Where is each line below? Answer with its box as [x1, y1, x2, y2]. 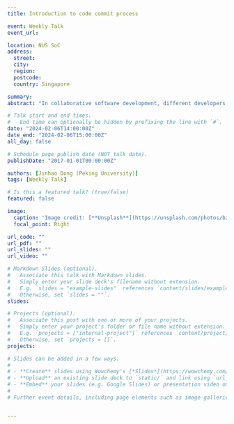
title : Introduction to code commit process [7, 10, 139, 17]
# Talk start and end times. [7, 112, 92, 119]
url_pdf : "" [7, 240, 42, 247]
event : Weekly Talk [7, 22, 64, 30]
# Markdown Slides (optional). [7, 265, 98, 272]
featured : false [7, 196, 54, 203]
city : [13, 61, 30, 68]
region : [13, 68, 36, 74]
